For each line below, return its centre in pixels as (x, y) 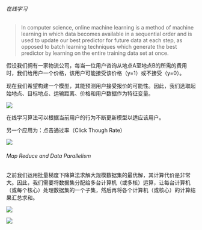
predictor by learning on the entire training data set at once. (95, 53)
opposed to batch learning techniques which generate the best (99, 47)
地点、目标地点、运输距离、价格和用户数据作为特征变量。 (82, 93)
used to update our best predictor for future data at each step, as (102, 40)
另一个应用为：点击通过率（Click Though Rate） (66, 130)
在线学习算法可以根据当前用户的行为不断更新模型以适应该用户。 (85, 117)
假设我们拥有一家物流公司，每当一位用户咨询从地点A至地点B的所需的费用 (97, 66)
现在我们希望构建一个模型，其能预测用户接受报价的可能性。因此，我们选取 (98, 86)
